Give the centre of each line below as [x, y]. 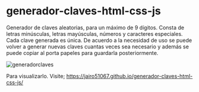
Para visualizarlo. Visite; [36, 76]
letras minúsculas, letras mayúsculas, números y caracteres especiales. [95, 33]
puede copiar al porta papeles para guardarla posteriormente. [82, 53]
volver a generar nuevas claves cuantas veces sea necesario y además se [98, 47]
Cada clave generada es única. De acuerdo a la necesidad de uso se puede [99, 40]
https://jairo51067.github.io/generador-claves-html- [129, 76]
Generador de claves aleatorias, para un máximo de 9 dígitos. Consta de [95, 27]
